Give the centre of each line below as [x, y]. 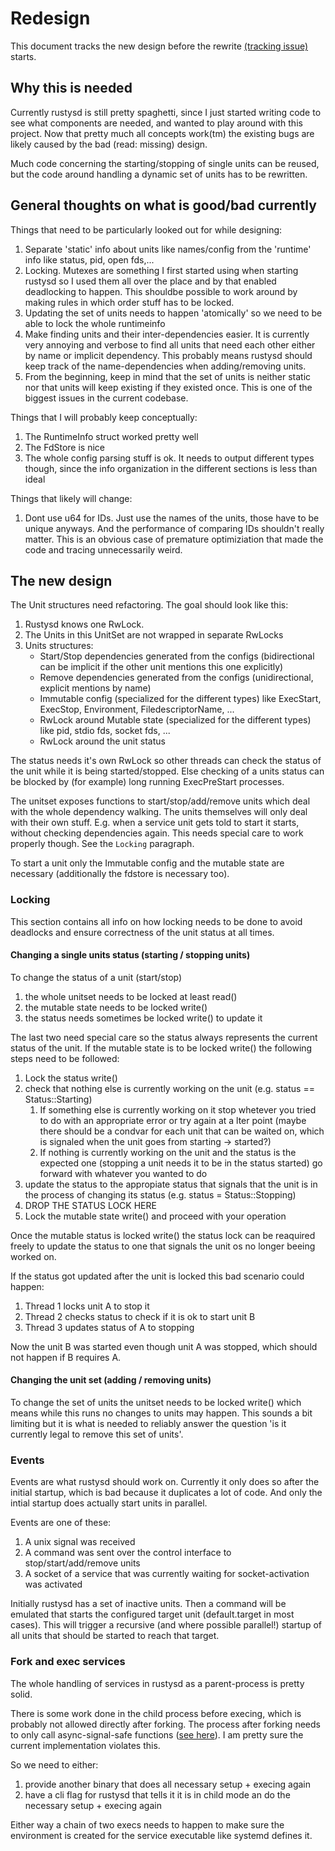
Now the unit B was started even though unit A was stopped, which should [164, 1346]
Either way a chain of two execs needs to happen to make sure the [147, 1824]
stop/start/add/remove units [82, 1563]
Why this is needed [71, 88]
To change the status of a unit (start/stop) [96, 977]
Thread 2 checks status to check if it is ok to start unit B [140, 1316]
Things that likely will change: [71, 498]
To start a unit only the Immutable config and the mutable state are [147, 863]
